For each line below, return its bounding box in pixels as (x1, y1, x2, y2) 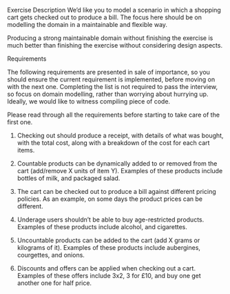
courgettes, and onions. (17, 251, 85, 259)
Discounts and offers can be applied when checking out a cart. (17, 264, 196, 272)
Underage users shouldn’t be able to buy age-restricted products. (17, 215, 205, 224)
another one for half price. (17, 279, 92, 287)
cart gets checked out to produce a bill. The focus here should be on (7, 13, 202, 21)
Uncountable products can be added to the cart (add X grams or (17, 236, 200, 244)
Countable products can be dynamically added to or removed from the (17, 159, 218, 168)
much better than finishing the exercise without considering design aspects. (7, 41, 222, 49)
